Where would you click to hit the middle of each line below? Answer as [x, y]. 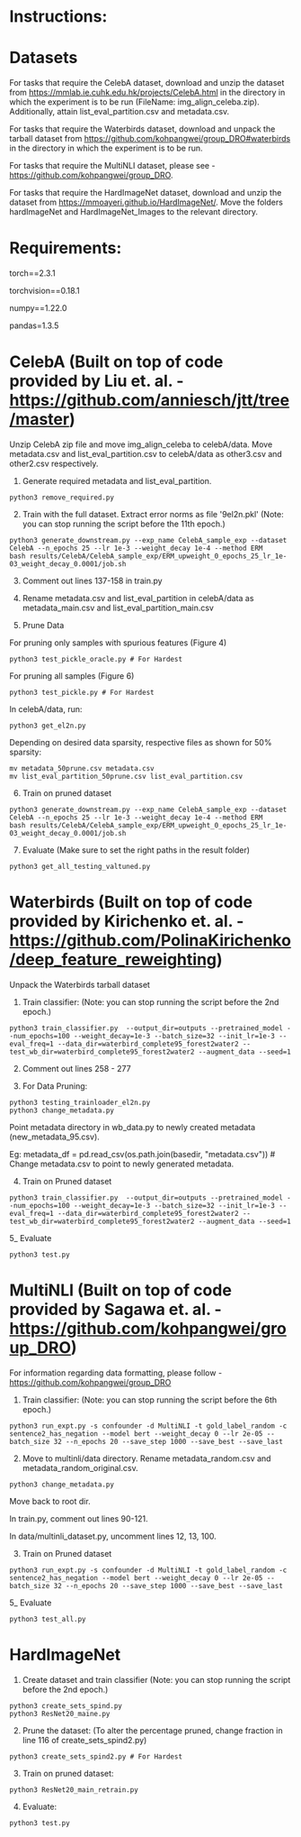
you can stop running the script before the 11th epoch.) [124, 524]
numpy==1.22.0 [38, 308]
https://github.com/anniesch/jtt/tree [150, 401]
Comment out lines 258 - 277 [77, 1068]
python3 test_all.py [48, 1619]
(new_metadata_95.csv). [55, 1137]
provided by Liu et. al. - [97, 381]
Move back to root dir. [50, 1501]
